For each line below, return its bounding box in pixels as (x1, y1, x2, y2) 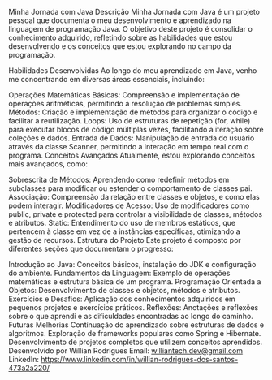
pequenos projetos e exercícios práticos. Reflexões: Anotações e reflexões (8, 303, 259, 312)
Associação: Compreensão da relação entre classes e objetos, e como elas (8, 192, 260, 201)
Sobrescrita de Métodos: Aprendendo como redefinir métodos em (8, 175, 230, 184)
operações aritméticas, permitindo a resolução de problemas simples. (8, 99, 242, 108)
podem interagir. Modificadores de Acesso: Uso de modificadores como (8, 201, 250, 210)
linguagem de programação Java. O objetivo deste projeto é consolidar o (8, 24, 253, 33)
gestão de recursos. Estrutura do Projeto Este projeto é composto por (8, 235, 241, 244)
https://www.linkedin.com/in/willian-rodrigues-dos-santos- (40, 355, 239, 364)
